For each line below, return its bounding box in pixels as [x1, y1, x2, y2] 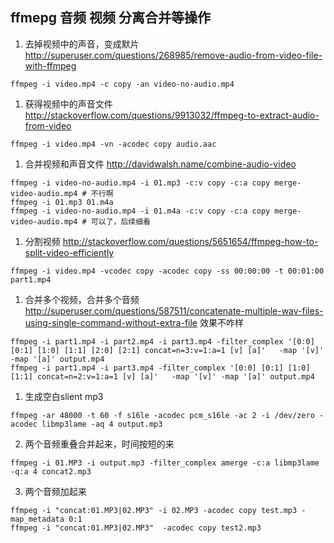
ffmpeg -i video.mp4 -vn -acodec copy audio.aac [10, 139, 217, 149]
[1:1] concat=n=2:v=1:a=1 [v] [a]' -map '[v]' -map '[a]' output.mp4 [10, 371, 315, 382]
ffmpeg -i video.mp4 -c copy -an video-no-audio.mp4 [10, 79, 235, 89]
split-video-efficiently [24, 246, 115, 258]
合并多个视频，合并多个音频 [24, 293, 140, 305]
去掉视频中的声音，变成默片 [24, 38, 140, 50]
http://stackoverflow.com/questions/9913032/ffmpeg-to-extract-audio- [24, 109, 320, 121]
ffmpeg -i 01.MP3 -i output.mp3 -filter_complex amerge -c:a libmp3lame [10, 458, 320, 468]
